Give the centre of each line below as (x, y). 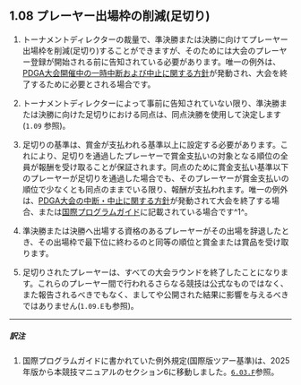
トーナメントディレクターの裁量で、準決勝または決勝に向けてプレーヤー (155, 39)
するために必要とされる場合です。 (93, 84)
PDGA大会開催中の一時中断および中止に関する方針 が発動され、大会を (151, 73)
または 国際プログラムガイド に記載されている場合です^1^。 (145, 211)
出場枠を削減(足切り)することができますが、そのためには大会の (139, 50)
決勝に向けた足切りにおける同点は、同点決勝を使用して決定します (160, 114)
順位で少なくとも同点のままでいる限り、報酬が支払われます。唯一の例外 (155, 189)
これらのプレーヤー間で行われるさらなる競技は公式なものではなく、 (163, 283)
